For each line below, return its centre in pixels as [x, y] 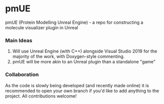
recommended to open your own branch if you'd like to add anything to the [82, 91]
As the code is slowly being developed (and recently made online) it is [77, 85]
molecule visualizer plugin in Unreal [42, 27]
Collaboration [22, 75]
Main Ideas [19, 40]
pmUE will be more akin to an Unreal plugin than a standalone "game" [84, 62]
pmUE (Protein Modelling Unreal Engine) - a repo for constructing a [74, 22]
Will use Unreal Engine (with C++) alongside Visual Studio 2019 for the [85, 51]
